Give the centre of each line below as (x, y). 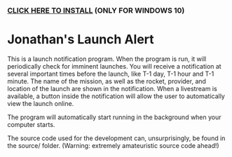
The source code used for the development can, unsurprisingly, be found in (116, 138)
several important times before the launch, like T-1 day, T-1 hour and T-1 (111, 74)
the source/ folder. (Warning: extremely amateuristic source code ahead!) (113, 145)
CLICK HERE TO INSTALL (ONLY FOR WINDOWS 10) (96, 11)
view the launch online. (41, 103)
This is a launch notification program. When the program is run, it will (107, 59)
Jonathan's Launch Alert (81, 40)
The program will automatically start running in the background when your (115, 117)
